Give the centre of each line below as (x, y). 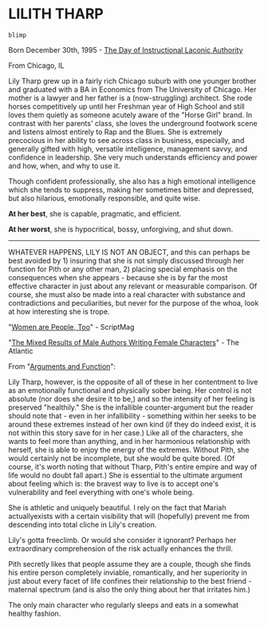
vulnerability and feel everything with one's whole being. (101, 492)
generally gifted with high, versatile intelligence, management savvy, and (128, 149)
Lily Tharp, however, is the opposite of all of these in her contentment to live (133, 382)
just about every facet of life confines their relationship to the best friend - (130, 580)
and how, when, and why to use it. (65, 165)
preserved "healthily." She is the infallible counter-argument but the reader (131, 407)
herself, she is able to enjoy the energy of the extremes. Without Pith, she (129, 450)
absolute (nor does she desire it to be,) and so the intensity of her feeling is (132, 398)
